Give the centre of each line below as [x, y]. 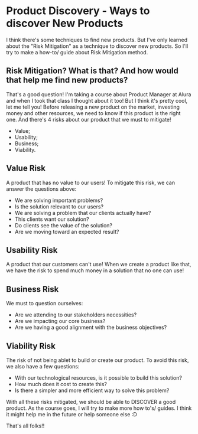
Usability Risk [32, 250]
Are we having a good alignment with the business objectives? [91, 327]
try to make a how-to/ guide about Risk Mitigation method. [77, 52]
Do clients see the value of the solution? [63, 225]
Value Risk [26, 169]
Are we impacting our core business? [60, 321]
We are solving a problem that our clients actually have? [83, 213]
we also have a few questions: [43, 366]
